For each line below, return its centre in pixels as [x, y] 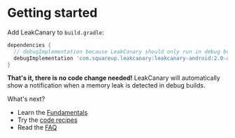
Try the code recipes [48, 120]
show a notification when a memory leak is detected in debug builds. [106, 85]
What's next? [26, 99]
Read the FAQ [37, 127]
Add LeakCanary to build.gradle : [56, 32]
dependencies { [29, 45]
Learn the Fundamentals [52, 113]
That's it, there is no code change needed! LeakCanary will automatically [114, 78]
